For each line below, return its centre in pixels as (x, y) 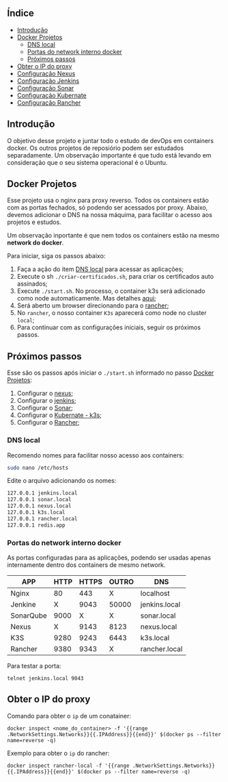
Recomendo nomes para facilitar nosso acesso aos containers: (96, 455)
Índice (20, 13)
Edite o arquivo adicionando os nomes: (62, 481)
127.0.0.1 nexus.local (39, 506)
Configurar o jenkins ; (46, 401)
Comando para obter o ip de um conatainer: (69, 716)
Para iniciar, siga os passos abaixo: (56, 256)
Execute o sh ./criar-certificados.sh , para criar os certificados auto (115, 277)
